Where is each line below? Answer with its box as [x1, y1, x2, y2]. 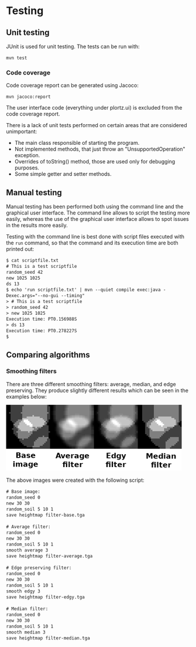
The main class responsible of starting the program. [14, 139, 140, 147]
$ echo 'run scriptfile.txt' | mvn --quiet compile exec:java [6, 287, 161, 293]
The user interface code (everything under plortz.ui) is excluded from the [6, 104, 183, 111]
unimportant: [6, 128, 37, 135]
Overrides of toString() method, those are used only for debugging [14, 158, 176, 165]
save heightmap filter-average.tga [6, 553, 93, 559]
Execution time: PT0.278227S [6, 328, 77, 334]
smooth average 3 [6, 547, 49, 553]
